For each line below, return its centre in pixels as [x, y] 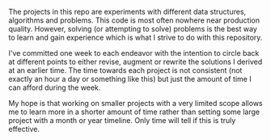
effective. [24, 129]
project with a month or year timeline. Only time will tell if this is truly [122, 120]
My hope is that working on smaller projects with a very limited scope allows [135, 103]
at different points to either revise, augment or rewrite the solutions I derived [135, 62]
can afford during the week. [55, 87]
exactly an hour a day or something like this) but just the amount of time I [130, 79]
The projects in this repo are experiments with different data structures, [127, 12]
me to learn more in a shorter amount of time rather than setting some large [134, 112]
